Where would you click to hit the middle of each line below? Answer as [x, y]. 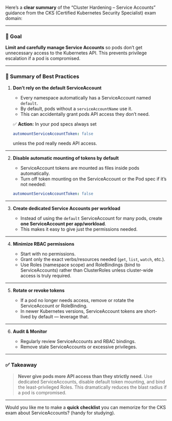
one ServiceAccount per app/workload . [63, 224]
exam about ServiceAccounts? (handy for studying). [60, 413]
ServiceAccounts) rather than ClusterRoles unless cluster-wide [87, 270]
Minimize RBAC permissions [44, 244]
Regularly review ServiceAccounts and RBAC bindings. [78, 342]
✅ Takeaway [21, 365]
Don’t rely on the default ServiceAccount [57, 88]
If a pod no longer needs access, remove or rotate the [77, 300]
